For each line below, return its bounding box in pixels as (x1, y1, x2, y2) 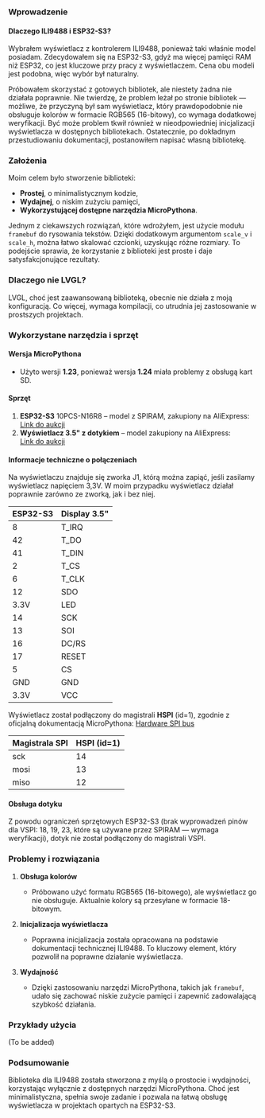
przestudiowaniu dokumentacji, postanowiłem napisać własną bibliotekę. (8, 135, 247, 145)
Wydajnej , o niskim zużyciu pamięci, (19, 197, 140, 207)
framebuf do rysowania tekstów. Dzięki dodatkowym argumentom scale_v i (8, 229, 252, 239)
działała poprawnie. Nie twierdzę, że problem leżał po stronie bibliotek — (8, 93, 247, 103)
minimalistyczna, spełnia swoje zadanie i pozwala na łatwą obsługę (8, 1093, 228, 1102)
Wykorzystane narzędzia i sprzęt (8, 329, 139, 341)
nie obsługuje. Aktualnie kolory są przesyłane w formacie (31, 895, 219, 905)
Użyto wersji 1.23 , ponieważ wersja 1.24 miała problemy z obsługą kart (19, 367, 252, 376)
